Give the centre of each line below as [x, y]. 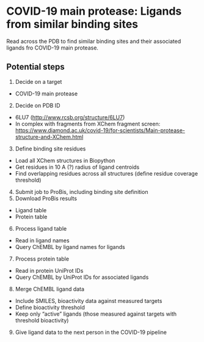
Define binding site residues [50, 149]
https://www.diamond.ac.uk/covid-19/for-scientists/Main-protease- [100, 130]
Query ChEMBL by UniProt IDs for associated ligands [82, 277]
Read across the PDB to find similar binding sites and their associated [94, 41]
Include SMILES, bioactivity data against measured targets [89, 300]
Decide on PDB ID [38, 105]
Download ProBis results [46, 198]
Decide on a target [38, 81]
